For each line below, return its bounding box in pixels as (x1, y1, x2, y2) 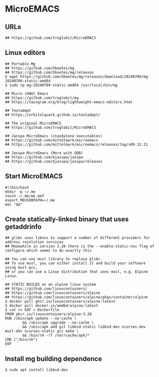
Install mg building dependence (5, 355, 102, 363)
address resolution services (5, 240, 64, 245)
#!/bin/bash (5, 185, 29, 190)
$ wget (5, 74, 18, 79)
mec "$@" (5, 202, 23, 207)
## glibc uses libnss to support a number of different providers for (5, 236, 150, 240)
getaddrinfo (5, 223, 42, 231)
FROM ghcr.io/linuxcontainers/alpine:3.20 (5, 312, 92, 317)
